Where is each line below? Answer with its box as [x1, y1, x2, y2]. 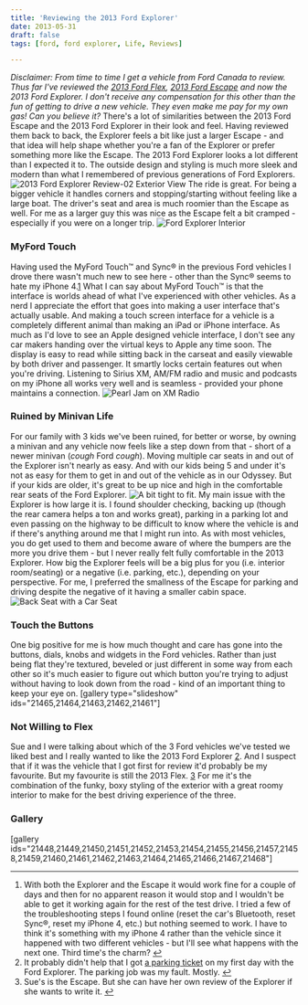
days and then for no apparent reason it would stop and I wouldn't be [23, 888, 284, 900]
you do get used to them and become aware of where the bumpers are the [10, 537, 292, 548]
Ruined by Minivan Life [10, 410, 114, 423]
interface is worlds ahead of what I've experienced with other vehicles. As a [10, 290, 296, 301]
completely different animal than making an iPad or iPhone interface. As [10, 319, 281, 330]
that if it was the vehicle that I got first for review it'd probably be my [10, 760, 268, 772]
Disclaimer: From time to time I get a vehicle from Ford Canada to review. [10, 72, 286, 83]
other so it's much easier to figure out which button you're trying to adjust [10, 669, 289, 680]
